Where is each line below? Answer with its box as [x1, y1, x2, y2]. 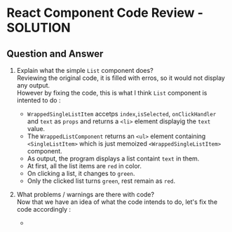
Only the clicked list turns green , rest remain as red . [27, 177, 176, 185]
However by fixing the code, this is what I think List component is [16, 89, 207, 97]
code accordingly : [16, 205, 71, 213]
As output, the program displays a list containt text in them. [27, 154, 200, 163]
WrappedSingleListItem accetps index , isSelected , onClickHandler [27, 110, 217, 118]
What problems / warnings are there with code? [16, 191, 155, 198]
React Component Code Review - [6, 5, 204, 21]
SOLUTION [6, 20, 71, 36]
